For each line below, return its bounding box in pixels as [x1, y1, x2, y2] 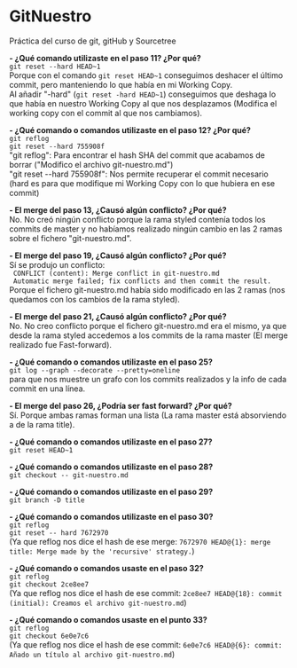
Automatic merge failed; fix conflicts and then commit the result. [12, 277, 272, 286]
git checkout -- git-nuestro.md [9, 470, 129, 480]
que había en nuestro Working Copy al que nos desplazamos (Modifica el [9, 98, 277, 108]
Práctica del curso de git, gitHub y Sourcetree [9, 35, 176, 46]
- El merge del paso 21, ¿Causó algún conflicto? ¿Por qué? [9, 310, 228, 321]
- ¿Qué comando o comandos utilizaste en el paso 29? [9, 486, 214, 497]
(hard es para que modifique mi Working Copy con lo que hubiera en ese [9, 177, 276, 188]
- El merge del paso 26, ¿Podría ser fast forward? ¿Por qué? [9, 400, 232, 411]
